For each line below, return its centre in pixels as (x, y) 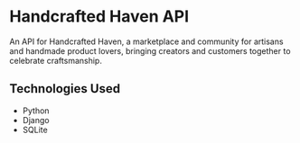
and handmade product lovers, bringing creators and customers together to (150, 50)
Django (36, 120)
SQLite (35, 130)
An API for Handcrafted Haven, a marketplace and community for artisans (146, 41)
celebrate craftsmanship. (56, 60)
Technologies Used (65, 89)
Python (36, 111)
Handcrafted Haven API (99, 17)
